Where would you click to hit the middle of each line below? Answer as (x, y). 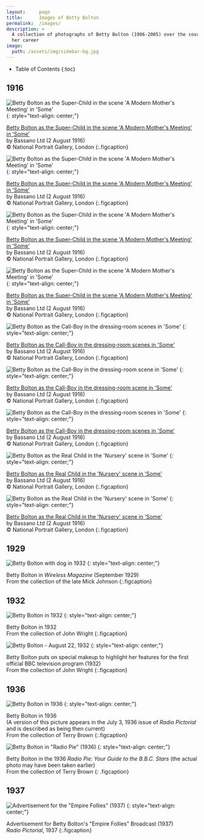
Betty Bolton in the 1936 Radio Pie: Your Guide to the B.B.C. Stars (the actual (102, 759)
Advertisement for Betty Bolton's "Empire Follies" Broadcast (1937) (90, 824)
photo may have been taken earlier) (51, 765)
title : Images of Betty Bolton (53, 18)
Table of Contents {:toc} (45, 69)
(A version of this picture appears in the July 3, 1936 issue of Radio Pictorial (101, 722)
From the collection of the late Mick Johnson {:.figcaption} (79, 581)
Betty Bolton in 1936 (32, 716)
